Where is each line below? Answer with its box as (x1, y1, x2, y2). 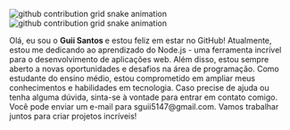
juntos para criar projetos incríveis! (9, 111, 137, 121)
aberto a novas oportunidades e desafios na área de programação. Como (9, 63, 279, 74)
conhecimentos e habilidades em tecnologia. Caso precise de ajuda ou (9, 83, 269, 93)
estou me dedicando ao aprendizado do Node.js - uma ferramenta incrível (9, 45, 282, 55)
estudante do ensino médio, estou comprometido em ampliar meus (9, 73, 256, 84)
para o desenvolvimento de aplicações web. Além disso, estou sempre (9, 54, 269, 64)
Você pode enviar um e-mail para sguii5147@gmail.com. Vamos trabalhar (9, 102, 279, 111)
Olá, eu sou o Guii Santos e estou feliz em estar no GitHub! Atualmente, (9, 36, 272, 45)
